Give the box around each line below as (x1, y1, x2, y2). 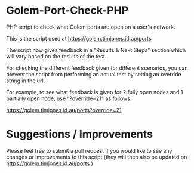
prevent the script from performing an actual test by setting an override (6, 70, 181, 78)
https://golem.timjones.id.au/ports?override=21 (6, 106, 122, 113)
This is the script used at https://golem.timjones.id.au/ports (6, 35, 152, 42)
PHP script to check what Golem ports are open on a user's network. (6, 23, 175, 30)
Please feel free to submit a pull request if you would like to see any (6, 147, 173, 154)
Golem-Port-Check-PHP (6, 4, 129, 17)
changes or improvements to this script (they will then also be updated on (6, 153, 187, 160)
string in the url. (6, 77, 45, 84)
